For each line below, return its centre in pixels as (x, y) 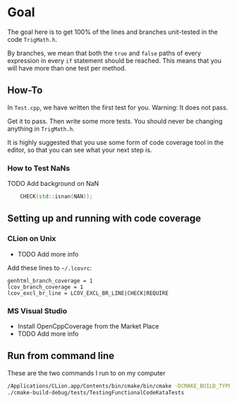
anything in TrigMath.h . (41, 129)
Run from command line (61, 356)
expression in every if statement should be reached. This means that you (115, 60)
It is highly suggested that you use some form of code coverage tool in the (116, 142)
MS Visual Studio (37, 310)
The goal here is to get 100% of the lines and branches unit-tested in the (113, 32)
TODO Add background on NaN (53, 184)
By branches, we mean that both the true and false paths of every (104, 53)
